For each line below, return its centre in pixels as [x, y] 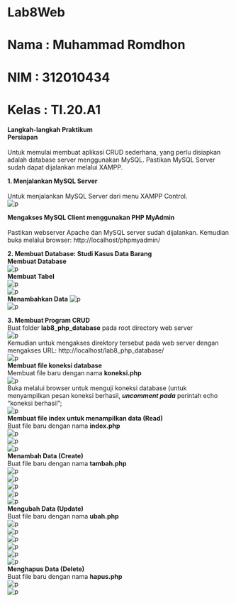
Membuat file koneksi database [55, 365]
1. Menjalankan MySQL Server [52, 181]
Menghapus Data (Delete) [46, 569]
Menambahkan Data [38, 299]
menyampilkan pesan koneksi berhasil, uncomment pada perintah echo [113, 395]
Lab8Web [36, 12]
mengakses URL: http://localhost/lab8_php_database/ [86, 350]
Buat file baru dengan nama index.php [64, 426]
